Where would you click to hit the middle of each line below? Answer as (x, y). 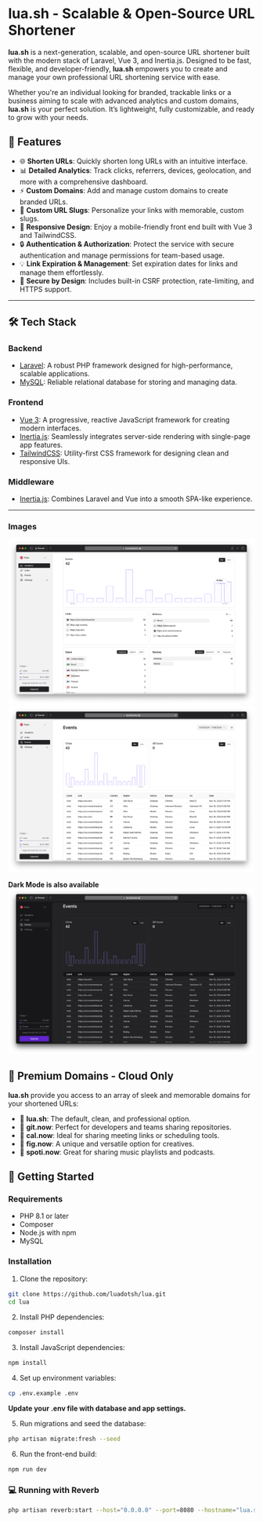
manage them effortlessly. (61, 273)
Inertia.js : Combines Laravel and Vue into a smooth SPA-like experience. (136, 499)
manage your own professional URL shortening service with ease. (114, 77)
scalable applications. (54, 374)
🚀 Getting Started (51, 1176)
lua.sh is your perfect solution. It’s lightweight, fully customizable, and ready (131, 109)
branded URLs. (43, 202)
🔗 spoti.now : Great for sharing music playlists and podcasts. (117, 1152)
